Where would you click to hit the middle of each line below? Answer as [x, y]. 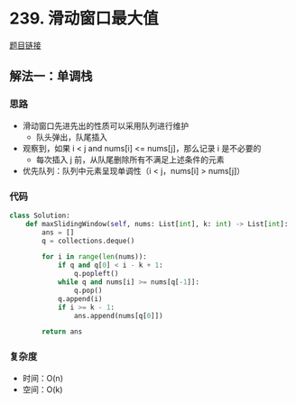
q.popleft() [96, 274]
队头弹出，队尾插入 [72, 137]
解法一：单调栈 [51, 76]
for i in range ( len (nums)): [94, 257]
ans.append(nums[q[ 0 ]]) [119, 316]
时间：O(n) [42, 378]
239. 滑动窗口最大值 [84, 18]
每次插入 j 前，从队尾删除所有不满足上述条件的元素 [130, 160]
